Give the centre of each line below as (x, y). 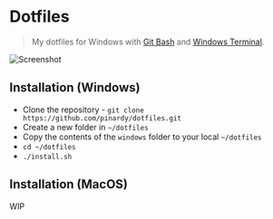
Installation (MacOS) (69, 184)
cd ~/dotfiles (49, 147)
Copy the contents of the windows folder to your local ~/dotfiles (142, 137)
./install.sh (47, 157)
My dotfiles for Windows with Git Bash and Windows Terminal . (148, 42)
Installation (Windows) (75, 88)
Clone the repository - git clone (83, 109)
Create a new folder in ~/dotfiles (85, 127)
